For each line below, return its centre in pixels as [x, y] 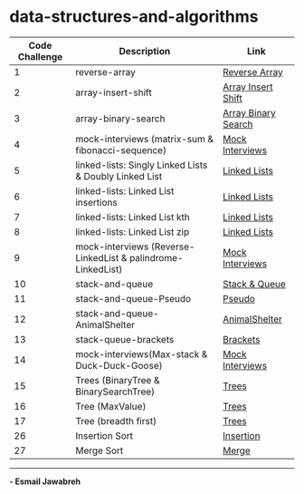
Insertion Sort [104, 435]
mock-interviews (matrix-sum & [145, 139]
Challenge [40, 56]
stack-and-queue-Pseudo [133, 298]
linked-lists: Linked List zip [133, 231]
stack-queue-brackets [125, 339]
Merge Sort [100, 450]
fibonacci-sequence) [121, 150]
